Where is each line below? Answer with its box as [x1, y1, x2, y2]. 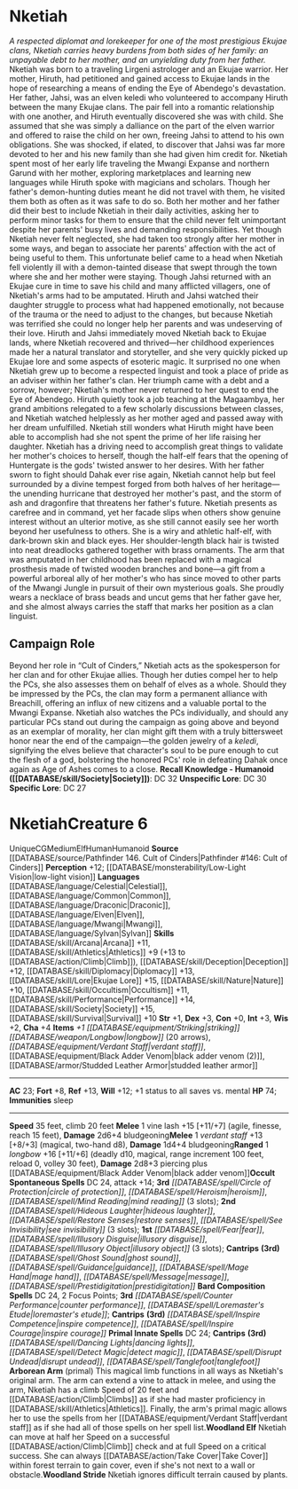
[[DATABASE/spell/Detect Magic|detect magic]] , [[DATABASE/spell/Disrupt [9, 1346, 282, 1357]
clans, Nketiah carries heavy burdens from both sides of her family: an [9, 44, 269, 55]
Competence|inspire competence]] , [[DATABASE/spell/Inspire [9, 1318, 234, 1328]
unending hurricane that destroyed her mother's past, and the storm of [22, 488, 282, 499]
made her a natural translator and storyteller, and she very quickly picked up [9, 346, 288, 357]
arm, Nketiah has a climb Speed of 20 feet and [9, 1384, 180, 1395]
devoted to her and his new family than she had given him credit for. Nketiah [9, 148, 288, 159]
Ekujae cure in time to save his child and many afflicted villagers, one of [9, 280, 271, 291]
